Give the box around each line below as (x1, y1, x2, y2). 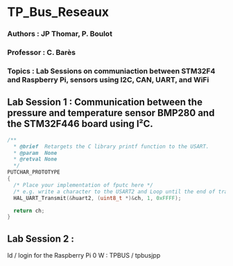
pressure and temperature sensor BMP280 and (7, 107, 215, 119)
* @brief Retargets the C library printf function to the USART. (13, 143, 209, 150)
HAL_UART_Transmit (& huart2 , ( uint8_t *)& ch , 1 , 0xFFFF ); (13, 194, 182, 201)
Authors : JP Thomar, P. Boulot (7, 29, 113, 39)
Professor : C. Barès (7, 48, 76, 58)
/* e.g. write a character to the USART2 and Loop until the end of (13, 188, 216, 195)
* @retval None (13, 156, 58, 163)
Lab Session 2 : (7, 233, 74, 244)
